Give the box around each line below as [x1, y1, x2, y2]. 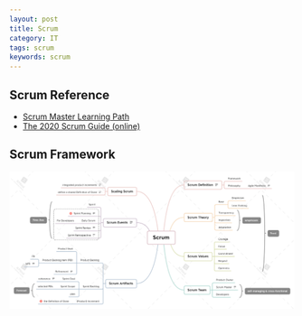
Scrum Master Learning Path [22, 111, 129, 122]
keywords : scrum [9, 52, 71, 62]
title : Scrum [9, 23, 59, 33]
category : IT [9, 33, 59, 42]
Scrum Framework [9, 147, 116, 163]
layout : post [9, 14, 59, 23]
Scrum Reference [9, 87, 110, 103]
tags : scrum [9, 43, 54, 52]
